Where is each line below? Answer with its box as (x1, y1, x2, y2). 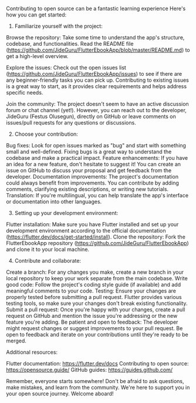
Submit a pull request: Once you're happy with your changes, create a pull (6, 306, 185, 313)
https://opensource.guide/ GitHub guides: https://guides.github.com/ (6, 367, 173, 373)
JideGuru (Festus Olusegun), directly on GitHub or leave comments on (6, 113, 176, 120)
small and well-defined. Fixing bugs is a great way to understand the (6, 148, 172, 155)
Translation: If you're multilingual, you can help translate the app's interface (6, 192, 189, 199)
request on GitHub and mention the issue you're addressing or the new (6, 313, 178, 319)
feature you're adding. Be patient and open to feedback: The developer (6, 318, 178, 325)
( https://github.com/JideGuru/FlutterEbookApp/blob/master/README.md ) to (6, 46, 191, 53)
